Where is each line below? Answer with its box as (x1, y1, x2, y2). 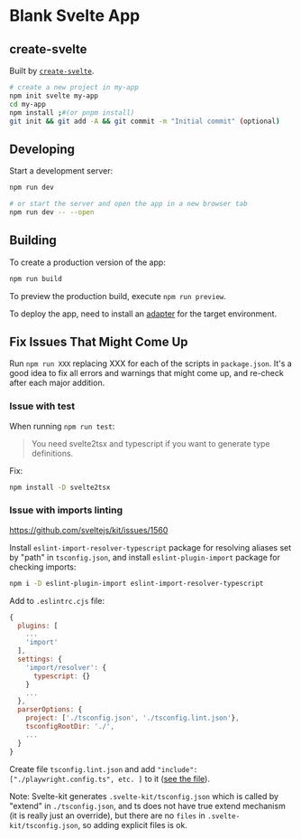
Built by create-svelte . (9, 65, 95, 76)
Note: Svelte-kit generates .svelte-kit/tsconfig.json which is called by (9, 790, 279, 801)
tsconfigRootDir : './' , (25, 722, 115, 731)
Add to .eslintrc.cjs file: (9, 595, 105, 606)
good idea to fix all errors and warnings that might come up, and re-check (9, 368, 284, 379)
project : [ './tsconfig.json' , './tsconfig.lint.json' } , (25, 713, 241, 723)
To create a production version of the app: (9, 257, 167, 268)
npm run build (9, 274, 63, 283)
